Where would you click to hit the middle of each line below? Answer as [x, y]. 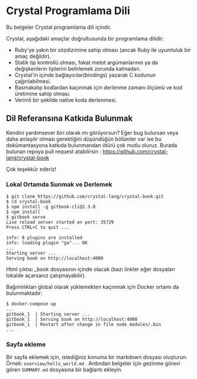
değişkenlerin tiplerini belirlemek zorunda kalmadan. [78, 68]
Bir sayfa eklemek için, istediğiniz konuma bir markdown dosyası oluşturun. [97, 357]
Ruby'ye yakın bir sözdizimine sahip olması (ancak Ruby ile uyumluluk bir [103, 50]
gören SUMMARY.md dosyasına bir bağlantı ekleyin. [64, 370]
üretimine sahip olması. [43, 94]
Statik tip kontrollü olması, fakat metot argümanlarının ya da [86, 62]
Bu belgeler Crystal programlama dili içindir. [59, 27]
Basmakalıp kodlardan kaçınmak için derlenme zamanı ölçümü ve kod [98, 87]
